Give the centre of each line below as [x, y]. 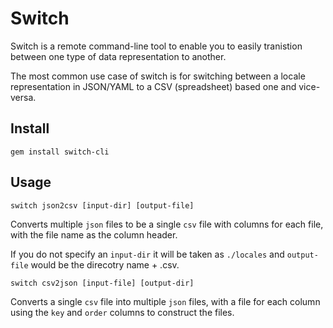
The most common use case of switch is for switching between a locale [158, 76]
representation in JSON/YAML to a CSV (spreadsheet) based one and [153, 86]
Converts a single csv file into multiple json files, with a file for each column [165, 301]
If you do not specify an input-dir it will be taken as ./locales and [147, 254]
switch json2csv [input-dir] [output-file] [102, 205]
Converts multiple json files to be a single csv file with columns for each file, [167, 224]
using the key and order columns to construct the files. [122, 312]
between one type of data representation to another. [118, 56]
